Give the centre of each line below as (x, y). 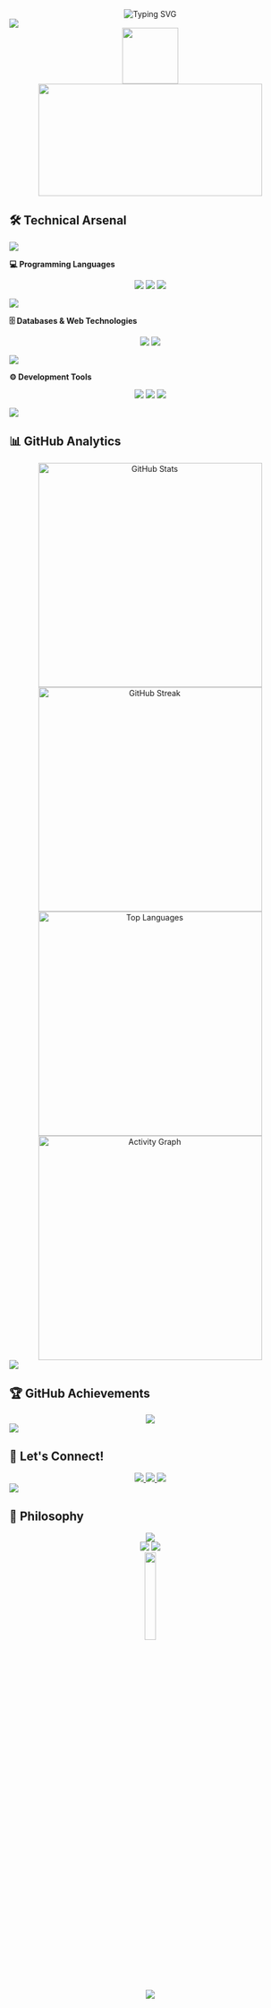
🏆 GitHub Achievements (80, 1394)
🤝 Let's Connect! (57, 1456)
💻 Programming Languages (62, 264)
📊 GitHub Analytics (65, 442)
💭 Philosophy (47, 1516)
